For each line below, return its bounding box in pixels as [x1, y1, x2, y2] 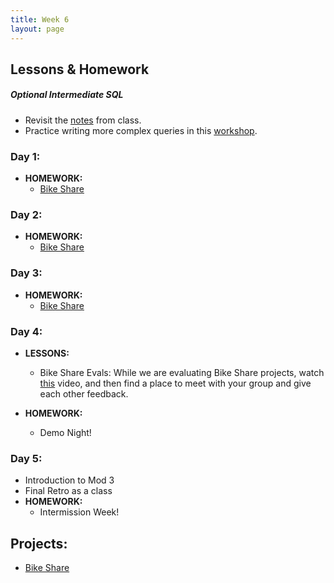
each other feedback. [39, 388, 129, 400]
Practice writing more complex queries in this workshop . [24, 124, 258, 136]
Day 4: [10, 324, 43, 338]
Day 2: [10, 208, 43, 222]
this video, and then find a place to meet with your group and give [39, 377, 312, 390]
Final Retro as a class [24, 485, 113, 497]
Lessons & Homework [10, 61, 150, 78]
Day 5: [10, 451, 43, 465]
